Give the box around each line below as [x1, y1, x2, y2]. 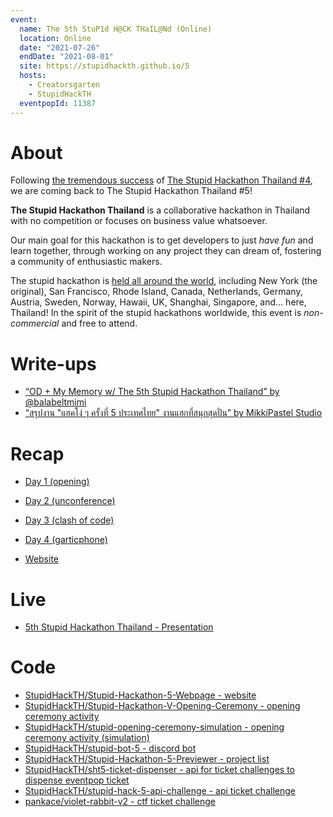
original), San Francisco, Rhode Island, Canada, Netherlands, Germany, [10, 286, 303, 298]
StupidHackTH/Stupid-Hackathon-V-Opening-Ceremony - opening [24, 700, 301, 712]
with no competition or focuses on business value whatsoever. [10, 215, 268, 227]
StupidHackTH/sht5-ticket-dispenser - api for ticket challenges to [24, 764, 295, 776]
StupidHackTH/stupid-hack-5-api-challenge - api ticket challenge [24, 785, 296, 797]
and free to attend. [61, 317, 138, 330]
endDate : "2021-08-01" [19, 52, 114, 62]
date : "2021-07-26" [19, 42, 101, 53]
